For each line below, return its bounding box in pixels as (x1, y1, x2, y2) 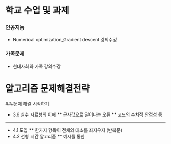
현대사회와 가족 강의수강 (12, 63, 61, 69)
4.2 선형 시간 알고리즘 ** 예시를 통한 (12, 133, 85, 139)
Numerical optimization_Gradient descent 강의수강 (12, 37, 117, 43)
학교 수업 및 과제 (5, 5, 70, 16)
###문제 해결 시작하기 (5, 100, 49, 107)
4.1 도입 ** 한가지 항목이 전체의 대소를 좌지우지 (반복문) (12, 127, 123, 133)
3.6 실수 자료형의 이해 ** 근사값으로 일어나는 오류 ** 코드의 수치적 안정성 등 (12, 111, 163, 118)
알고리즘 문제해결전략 (5, 82, 90, 94)
